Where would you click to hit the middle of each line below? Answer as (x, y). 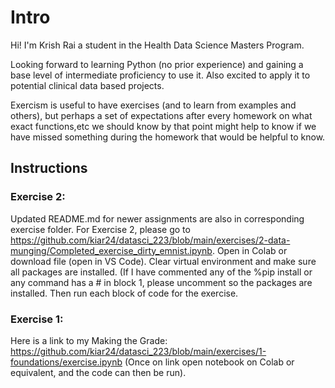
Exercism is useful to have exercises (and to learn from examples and (153, 105)
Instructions (49, 168)
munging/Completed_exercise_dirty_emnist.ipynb (111, 250)
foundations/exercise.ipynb (66, 362)
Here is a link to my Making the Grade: (89, 340)
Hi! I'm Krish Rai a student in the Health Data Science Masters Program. (157, 45)
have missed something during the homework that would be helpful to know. (168, 137)
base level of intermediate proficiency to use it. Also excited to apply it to (160, 75)
